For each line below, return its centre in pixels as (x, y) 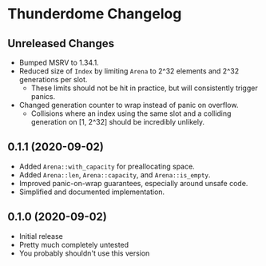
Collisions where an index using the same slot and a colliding (131, 113)
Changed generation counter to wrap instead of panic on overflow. (129, 105)
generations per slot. (53, 79)
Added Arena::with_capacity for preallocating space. (107, 166)
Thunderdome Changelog (95, 14)
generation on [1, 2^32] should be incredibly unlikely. (118, 122)
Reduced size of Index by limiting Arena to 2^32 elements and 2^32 (129, 71)
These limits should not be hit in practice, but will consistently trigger (144, 88)
